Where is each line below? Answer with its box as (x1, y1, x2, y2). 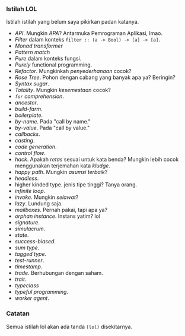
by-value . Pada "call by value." (14, 124, 90, 132)
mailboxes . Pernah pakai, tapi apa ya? (14, 207, 108, 214)
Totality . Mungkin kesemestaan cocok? (14, 87, 111, 94)
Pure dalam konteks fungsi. (14, 55, 82, 62)
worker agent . (14, 294, 49, 302)
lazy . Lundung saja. (14, 200, 63, 207)
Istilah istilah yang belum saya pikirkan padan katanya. (6, 18, 139, 26)
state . (14, 232, 29, 239)
